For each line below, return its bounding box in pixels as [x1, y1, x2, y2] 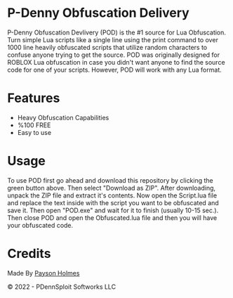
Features [7, 90, 60, 106]
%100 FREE [17, 121, 51, 129]
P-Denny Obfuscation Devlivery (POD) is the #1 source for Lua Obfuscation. [7, 28, 227, 37]
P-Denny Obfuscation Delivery [7, 5, 189, 21]
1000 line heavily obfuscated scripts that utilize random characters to [7, 43, 208, 51]
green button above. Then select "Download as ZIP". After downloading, [7, 183, 216, 192]
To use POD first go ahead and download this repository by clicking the [7, 176, 214, 184]
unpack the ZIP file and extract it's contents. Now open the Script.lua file [7, 191, 218, 200]
